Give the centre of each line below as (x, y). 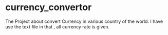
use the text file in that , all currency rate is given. (58, 26)
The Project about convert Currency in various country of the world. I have (84, 21)
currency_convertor (49, 7)
